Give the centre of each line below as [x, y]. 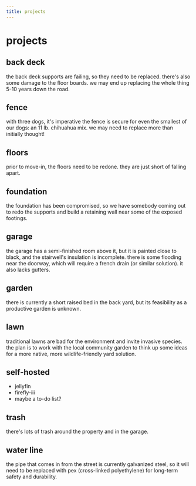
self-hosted [28, 372]
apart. [13, 173]
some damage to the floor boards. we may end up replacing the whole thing [98, 82]
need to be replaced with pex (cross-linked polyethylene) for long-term [92, 470]
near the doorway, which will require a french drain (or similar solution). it [94, 263]
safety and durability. [32, 477]
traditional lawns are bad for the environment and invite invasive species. [94, 341]
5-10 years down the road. [38, 89]
